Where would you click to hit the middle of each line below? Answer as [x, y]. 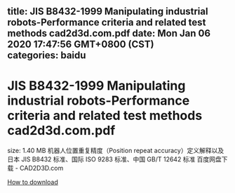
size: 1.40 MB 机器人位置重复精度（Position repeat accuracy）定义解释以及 [116, 151]
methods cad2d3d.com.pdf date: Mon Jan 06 [109, 33]
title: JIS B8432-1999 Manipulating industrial [108, 12]
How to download [33, 182]
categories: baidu [47, 55]
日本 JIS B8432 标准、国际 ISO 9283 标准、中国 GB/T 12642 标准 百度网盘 [115, 159]
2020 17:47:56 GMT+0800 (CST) [81, 45]
